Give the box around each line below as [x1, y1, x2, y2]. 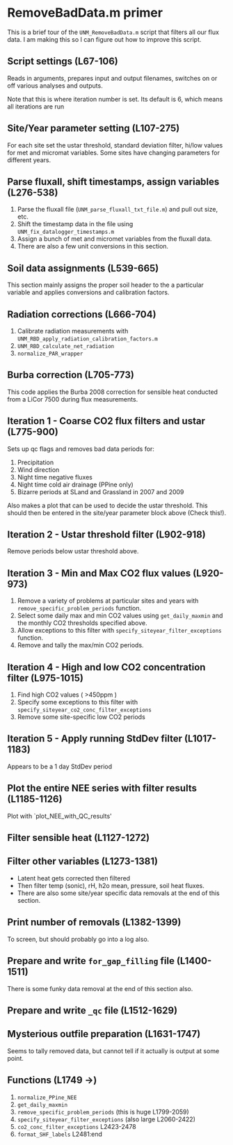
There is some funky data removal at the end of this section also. [7, 984, 193, 993]
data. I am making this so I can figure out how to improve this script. [7, 35, 202, 43]
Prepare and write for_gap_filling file [7, 955, 175, 967]
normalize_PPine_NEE [17, 1094, 77, 1101]
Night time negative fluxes [17, 473, 93, 481]
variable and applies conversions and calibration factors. [7, 288, 170, 297]
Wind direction [17, 465, 60, 474]
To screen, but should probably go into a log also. [7, 935, 150, 943]
